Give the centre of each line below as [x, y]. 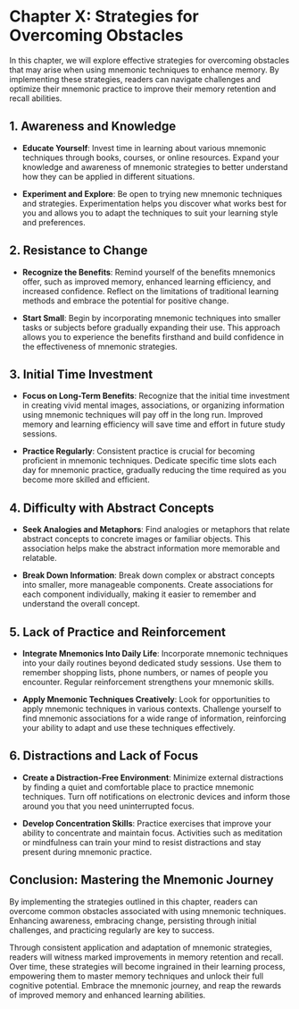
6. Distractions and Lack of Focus [104, 756]
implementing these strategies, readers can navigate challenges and [135, 79]
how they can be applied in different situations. [108, 176]
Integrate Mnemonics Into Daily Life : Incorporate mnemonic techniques [155, 653]
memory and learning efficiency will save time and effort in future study [154, 424]
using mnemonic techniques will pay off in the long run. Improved [142, 415]
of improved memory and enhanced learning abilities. [108, 995]
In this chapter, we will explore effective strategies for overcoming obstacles [149, 60]
